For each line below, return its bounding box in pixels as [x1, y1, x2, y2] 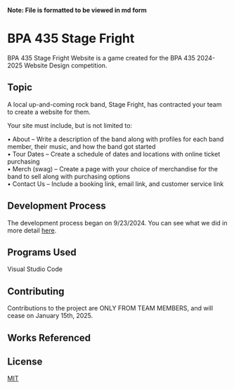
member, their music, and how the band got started [7, 142, 156, 150]
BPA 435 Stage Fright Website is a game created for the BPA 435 [7, 53, 195, 62]
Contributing [7, 285, 65, 297]
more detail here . [7, 226, 57, 235]
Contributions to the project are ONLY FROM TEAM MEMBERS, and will [7, 304, 213, 312]
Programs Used [7, 246, 77, 258]
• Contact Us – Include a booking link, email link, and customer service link [7, 179, 224, 188]
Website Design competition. [24, 61, 108, 70]
